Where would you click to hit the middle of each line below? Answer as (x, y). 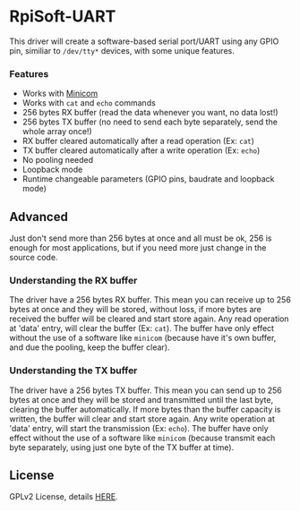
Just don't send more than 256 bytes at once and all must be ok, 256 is (141, 238)
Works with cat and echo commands (89, 103)
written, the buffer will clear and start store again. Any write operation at (142, 419)
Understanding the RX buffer (73, 280)
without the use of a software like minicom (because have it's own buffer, (143, 338)
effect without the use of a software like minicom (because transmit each (142, 438)
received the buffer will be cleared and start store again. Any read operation (149, 319)
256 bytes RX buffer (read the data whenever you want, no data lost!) (150, 113)
